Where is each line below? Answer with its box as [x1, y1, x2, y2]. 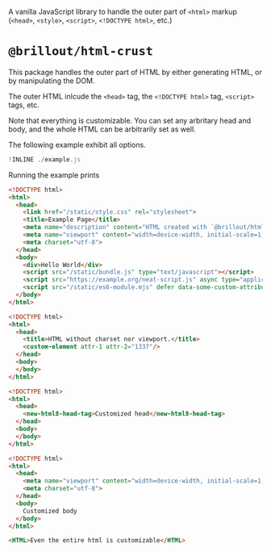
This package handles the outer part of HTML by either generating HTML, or [8, 67, 262, 77]
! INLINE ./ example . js [8, 155, 81, 164]
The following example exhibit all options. [8, 140, 147, 149]
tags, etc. [8, 100, 40, 110]
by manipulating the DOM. [8, 76, 95, 86]
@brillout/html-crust [8, 44, 153, 59]
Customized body [23, 507, 78, 515]
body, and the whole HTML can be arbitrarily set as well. [8, 124, 196, 134]
